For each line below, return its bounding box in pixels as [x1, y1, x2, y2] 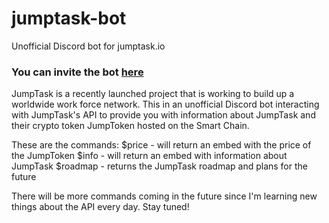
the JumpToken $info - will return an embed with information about [11, 150, 288, 162]
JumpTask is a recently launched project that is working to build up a [11, 88, 295, 100]
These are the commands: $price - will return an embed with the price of [11, 139, 312, 151]
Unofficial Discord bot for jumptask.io [11, 40, 166, 52]
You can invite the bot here [11, 65, 144, 79]
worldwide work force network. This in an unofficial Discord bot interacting [11, 98, 320, 111]
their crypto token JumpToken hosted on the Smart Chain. [11, 120, 250, 132]
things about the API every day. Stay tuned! [11, 201, 190, 213]
